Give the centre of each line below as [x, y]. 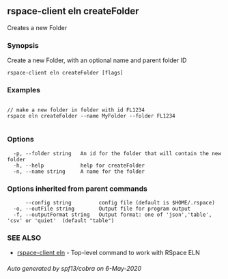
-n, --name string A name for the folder [79, 171]
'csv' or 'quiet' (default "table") [61, 221]
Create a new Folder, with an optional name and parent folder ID [97, 60]
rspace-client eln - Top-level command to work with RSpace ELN [108, 253]
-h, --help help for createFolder [79, 165]
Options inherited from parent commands [77, 189]
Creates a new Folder [37, 27]
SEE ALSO [24, 237]
